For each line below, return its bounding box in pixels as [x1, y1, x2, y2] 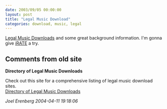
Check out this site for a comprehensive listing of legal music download [5, 78, 153, 84]
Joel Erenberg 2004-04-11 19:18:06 [5, 98, 78, 104]
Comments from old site [5, 54, 82, 63]
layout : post [5, 12, 33, 17]
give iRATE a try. [5, 40, 39, 46]
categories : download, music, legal [5, 21, 82, 26]
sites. [5, 83, 17, 89]
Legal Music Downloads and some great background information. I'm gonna [5, 35, 162, 41]
